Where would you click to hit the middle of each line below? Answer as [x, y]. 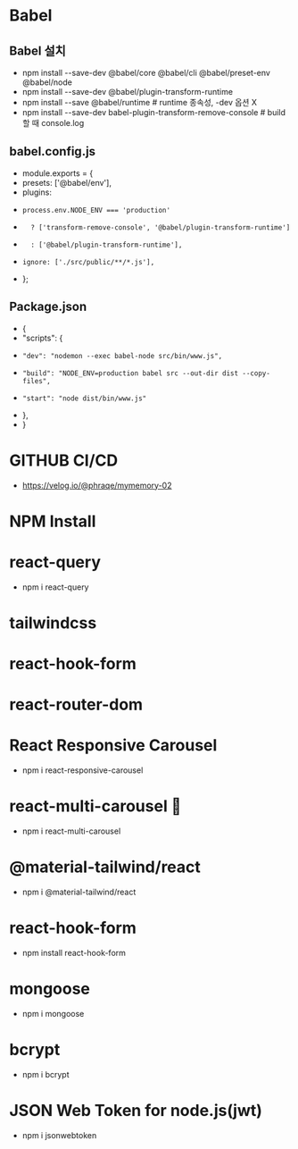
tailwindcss [53, 623]
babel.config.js [53, 151]
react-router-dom [76, 704]
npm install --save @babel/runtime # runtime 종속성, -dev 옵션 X [139, 102]
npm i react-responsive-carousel [83, 770]
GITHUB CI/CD [64, 460]
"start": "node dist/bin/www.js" [84, 398]
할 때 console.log [53, 123]
